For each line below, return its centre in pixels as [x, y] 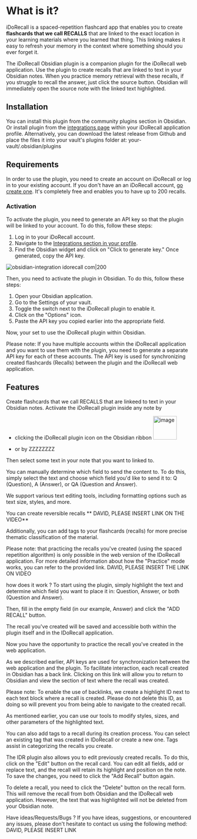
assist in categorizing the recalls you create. [60, 746]
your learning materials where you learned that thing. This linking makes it [96, 39]
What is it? [33, 11]
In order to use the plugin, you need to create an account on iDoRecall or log [98, 179]
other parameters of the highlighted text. [55, 722]
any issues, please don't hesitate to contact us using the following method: [97, 824]
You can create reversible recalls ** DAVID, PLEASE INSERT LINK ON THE [95, 513]
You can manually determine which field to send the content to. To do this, [96, 472]
